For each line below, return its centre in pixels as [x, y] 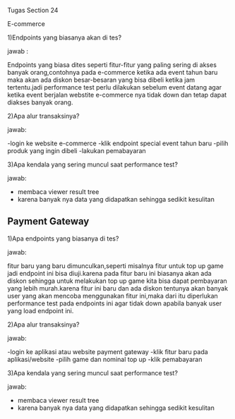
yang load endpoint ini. [41, 310]
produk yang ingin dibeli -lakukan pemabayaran [77, 151]
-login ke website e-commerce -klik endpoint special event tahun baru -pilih [118, 143]
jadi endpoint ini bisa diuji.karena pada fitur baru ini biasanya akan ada [109, 273]
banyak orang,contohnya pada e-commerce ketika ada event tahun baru [113, 72]
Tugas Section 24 [33, 10]
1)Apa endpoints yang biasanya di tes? [63, 238]
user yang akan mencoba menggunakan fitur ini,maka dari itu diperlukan [113, 296]
